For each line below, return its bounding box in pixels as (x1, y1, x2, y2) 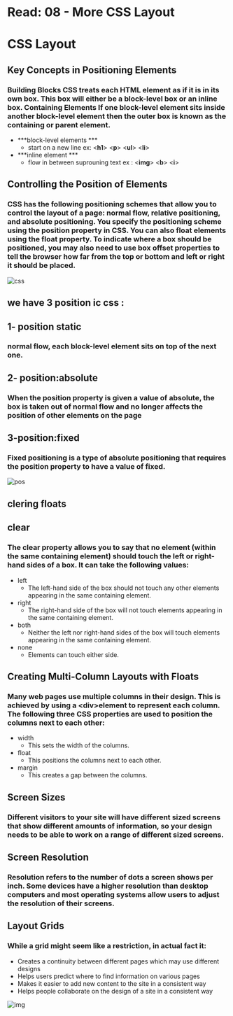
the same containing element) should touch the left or (7, 551, 194, 561)
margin (17, 763, 38, 772)
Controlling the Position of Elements (7, 178, 168, 190)
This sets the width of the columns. (27, 741, 129, 749)
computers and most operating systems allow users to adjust (7, 889, 220, 899)
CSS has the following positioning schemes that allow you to (7, 199, 217, 209)
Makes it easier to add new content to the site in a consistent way (17, 979, 206, 987)
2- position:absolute (7, 372, 98, 383)
